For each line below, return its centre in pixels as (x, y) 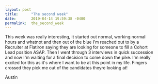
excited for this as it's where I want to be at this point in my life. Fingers (76, 63)
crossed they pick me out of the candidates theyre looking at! (66, 68)
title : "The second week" (37, 14)
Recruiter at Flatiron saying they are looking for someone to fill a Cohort (76, 47)
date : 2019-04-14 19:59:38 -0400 (45, 18)
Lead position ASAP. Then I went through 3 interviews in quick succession (79, 52)
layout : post (18, 9)
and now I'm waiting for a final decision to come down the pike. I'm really (78, 58)
